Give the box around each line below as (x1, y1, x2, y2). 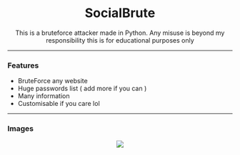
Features (7, 60, 39, 70)
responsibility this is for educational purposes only (46, 36, 194, 44)
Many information (17, 92, 70, 100)
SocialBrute (84, 5, 156, 21)
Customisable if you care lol (17, 100, 100, 108)
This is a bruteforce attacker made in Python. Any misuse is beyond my (15, 28, 225, 37)
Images (7, 124, 34, 134)
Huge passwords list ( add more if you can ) (17, 84, 147, 93)
